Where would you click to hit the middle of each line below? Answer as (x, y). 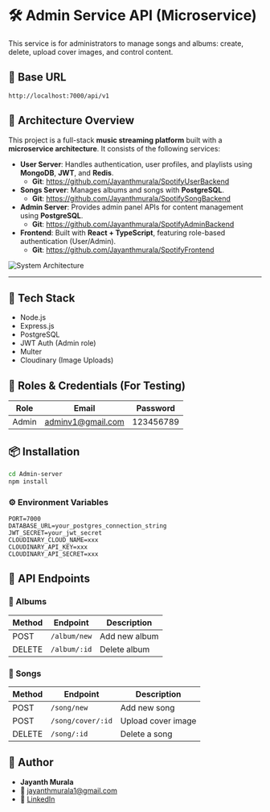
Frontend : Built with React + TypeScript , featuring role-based (123, 232)
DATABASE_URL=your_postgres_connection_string (88, 526)
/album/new (72, 636)
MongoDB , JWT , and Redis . (67, 172)
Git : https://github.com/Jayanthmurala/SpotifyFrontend (123, 250)
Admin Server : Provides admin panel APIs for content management (131, 207)
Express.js (37, 326)
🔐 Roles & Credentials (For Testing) (97, 385)
